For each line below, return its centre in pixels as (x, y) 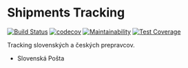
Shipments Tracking (66, 13)
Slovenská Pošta (41, 58)
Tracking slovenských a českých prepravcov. (71, 45)
